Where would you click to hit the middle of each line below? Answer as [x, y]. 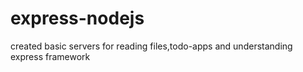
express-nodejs [77, 18]
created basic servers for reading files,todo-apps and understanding [151, 46]
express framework [50, 56]
